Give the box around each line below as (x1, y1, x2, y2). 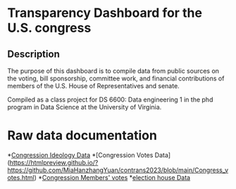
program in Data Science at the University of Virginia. (7, 103, 162, 111)
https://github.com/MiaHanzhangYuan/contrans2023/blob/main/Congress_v (7, 166, 229, 174)
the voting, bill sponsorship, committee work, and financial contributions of (7, 74, 225, 83)
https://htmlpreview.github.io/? (9, 158, 99, 166)
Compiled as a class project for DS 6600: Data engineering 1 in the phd (7, 95, 213, 104)
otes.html (7, 173, 35, 181)
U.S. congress (7, 20, 92, 36)
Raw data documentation (7, 128, 157, 144)
